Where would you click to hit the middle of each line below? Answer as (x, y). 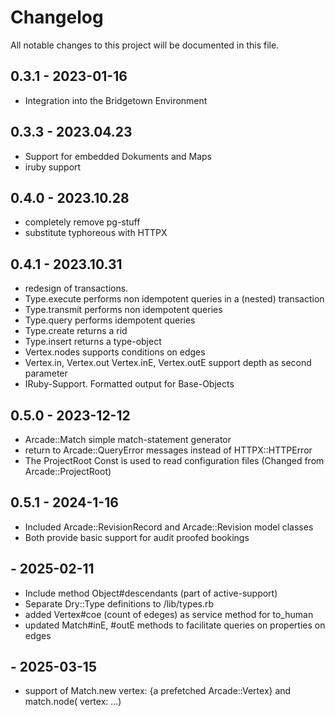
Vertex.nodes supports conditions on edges (115, 352)
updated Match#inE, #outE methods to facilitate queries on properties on (175, 625)
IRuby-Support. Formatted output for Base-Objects (129, 384)
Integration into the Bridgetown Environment (116, 100)
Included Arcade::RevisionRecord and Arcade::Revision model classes (169, 527)
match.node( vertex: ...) (73, 702)
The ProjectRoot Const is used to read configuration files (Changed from (174, 460)
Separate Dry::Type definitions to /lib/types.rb (119, 603)
